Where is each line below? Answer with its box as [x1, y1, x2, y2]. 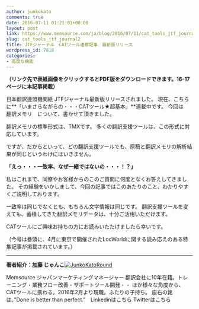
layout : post [6, 25, 38, 31]
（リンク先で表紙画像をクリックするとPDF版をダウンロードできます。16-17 [6, 75, 190, 82]
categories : [6, 53, 36, 59]
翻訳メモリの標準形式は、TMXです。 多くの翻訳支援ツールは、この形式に [6, 123, 185, 130]
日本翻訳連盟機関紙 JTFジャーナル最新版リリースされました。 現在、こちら [6, 95, 190, 103]
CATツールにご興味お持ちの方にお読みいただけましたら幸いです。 [6, 223, 166, 230]
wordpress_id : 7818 [6, 47, 54, 53]
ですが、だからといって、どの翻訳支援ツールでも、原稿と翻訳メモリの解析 [6, 143, 187, 150]
